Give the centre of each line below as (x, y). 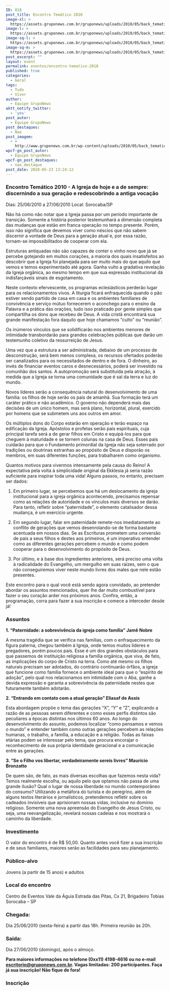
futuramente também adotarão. (38, 688)
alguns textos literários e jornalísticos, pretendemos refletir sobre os (77, 797)
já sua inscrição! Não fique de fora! (43, 970)
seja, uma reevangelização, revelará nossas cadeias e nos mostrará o (78, 813)
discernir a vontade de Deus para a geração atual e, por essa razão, (76, 236)
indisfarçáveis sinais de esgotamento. (45, 278)
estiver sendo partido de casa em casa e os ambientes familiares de (77, 298)
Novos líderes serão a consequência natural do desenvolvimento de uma (81, 392)
